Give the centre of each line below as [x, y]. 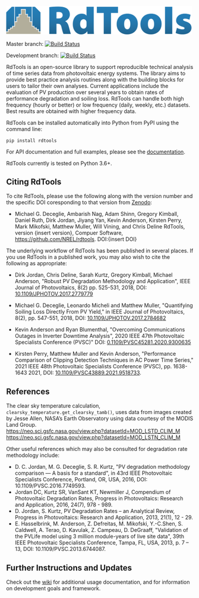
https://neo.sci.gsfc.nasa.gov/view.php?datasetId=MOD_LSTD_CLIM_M [93, 431]
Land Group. [21, 425]
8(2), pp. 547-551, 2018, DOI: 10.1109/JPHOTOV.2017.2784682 [90, 318]
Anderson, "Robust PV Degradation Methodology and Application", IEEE [103, 281]
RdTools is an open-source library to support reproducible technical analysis [100, 67]
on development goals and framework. [53, 588]
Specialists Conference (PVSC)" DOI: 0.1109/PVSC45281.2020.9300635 [103, 342]
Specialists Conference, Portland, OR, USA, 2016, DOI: [81, 480]
